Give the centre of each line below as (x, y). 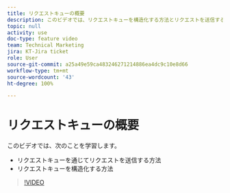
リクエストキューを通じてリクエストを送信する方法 (89, 160)
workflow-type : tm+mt (38, 70)
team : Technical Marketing (46, 45)
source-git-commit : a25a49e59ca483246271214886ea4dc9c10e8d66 (98, 64)
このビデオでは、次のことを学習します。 (64, 146)
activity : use (27, 33)
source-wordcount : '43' (41, 77)
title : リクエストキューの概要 (46, 13)
